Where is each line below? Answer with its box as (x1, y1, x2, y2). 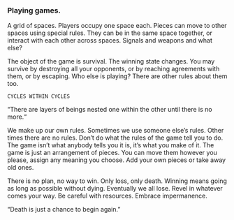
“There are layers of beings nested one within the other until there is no (7, 105, 212, 114)
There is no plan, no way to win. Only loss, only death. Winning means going (7, 177, 227, 185)
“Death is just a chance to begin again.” (7, 205, 121, 214)
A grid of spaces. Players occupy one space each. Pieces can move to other (7, 22, 227, 30)
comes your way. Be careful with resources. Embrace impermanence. (7, 191, 208, 200)
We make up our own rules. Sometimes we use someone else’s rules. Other (7, 126, 224, 135)
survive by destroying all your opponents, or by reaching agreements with (7, 65, 220, 73)
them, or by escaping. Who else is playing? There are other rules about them (7, 72, 228, 80)
